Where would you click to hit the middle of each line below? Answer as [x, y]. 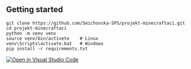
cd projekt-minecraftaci [36, 28]
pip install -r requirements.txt [47, 49]
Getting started [35, 10]
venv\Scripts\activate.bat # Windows [55, 43]
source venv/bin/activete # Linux [52, 38]
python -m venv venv [31, 33]
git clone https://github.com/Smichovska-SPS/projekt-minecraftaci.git [95, 23]
